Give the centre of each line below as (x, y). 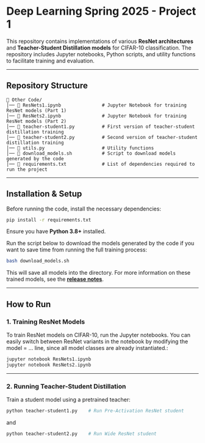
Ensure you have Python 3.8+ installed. (56, 231)
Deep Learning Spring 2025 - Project (101, 11)
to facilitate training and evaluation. (50, 61)
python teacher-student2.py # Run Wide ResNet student (81, 434)
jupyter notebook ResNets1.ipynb (49, 359)
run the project (27, 169)
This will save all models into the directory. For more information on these (99, 273)
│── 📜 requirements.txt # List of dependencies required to (101, 164)
